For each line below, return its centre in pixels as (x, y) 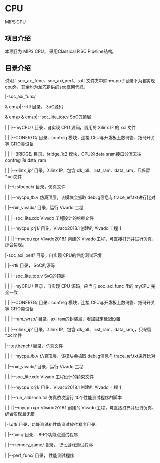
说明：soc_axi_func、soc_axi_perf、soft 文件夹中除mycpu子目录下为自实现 (80, 80)
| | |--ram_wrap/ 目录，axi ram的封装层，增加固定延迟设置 (63, 319)
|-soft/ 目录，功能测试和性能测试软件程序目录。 (52, 424)
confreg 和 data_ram (25, 160)
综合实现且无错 (20, 414)
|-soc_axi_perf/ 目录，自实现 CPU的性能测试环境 (53, 255)
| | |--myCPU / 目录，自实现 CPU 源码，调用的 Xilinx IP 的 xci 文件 (71, 127)
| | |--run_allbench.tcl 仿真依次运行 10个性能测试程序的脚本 (64, 397)
